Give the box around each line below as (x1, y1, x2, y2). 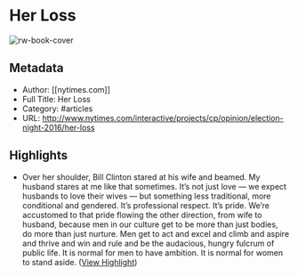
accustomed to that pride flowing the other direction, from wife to (21, 209, 262, 220)
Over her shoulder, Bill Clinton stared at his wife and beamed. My (21, 171, 261, 183)
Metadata (9, 61, 64, 76)
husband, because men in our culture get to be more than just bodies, (21, 219, 278, 230)
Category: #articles (21, 103, 93, 114)
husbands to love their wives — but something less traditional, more (21, 191, 271, 201)
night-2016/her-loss (21, 122, 95, 133)
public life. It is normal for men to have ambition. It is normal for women (21, 247, 284, 258)
